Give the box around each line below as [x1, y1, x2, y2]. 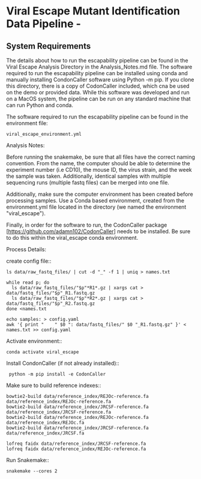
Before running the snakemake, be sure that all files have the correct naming [6, 153, 196, 160]
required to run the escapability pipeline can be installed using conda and [6, 70, 188, 76]
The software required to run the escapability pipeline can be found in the [6, 113, 188, 120]
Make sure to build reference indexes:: [6, 382, 101, 389]
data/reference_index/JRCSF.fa [6, 430, 85, 436]
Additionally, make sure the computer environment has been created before [6, 191, 193, 198]
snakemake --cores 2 [6, 468, 58, 474]
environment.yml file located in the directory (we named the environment [6, 203, 187, 210]
